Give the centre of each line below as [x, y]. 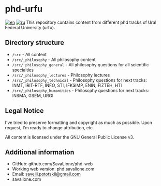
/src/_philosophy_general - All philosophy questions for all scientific [80, 64]
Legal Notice [24, 111]
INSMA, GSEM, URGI [33, 95]
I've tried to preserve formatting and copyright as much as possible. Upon [79, 123]
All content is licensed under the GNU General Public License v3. [70, 137]
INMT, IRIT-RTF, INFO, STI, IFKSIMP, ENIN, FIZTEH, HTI [67, 85]
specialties [23, 70]
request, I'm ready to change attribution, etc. [50, 127]
